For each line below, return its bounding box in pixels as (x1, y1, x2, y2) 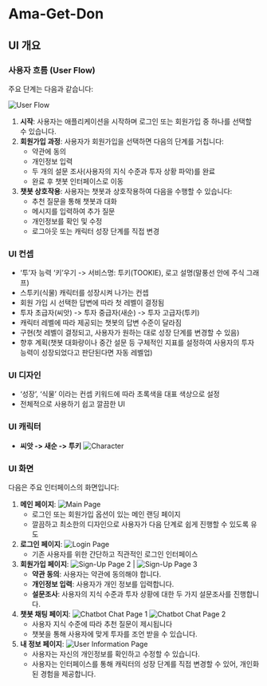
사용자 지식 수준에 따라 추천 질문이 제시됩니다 (31, 620, 173, 629)
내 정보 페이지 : (19, 640, 65, 649)
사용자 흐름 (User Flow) (8, 65, 96, 76)
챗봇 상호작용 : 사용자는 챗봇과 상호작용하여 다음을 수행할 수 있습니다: (19, 186, 233, 196)
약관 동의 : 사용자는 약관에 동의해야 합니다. (31, 569, 162, 579)
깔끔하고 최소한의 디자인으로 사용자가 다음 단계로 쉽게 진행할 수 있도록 (31, 520, 249, 529)
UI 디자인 (8, 370, 41, 381)
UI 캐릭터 (8, 421, 41, 432)
